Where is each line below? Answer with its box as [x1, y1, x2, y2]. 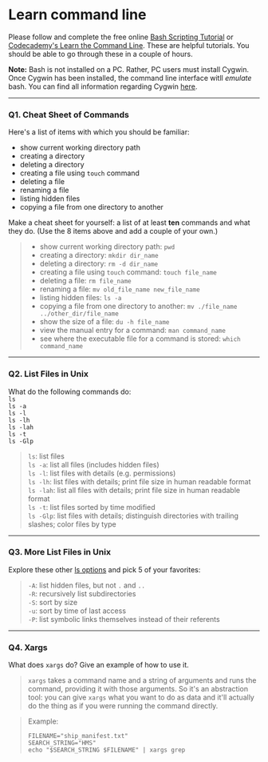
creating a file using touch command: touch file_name [39, 267, 218, 277]
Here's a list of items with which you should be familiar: [8, 127, 190, 137]
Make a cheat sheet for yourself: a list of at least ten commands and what [8, 218, 250, 227]
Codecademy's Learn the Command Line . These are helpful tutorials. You [8, 40, 250, 50]
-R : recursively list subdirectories [27, 588, 136, 598]
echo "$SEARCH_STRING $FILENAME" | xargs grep [27, 746, 186, 754]
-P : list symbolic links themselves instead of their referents [27, 614, 221, 624]
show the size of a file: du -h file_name [39, 317, 170, 327]
